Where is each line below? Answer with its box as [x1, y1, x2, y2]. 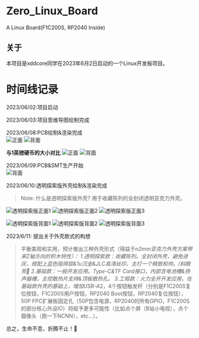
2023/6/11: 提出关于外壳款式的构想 [6, 232, 91, 240]
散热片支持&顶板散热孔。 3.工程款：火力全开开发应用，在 [52, 275, 192, 282]
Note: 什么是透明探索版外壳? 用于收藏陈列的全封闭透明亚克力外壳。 [20, 194, 186, 201]
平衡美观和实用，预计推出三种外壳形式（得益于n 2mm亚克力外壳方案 [20, 245, 188, 252]
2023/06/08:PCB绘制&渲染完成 [6, 129, 83, 136]
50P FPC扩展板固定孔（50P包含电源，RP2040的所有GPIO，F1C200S [20, 297, 190, 305]
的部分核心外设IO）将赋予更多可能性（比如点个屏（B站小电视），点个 [20, 305, 189, 312]
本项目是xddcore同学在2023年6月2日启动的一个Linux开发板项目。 [6, 60, 168, 67]
